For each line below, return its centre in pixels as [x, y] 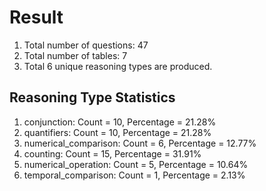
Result [36, 17]
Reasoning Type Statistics [92, 97]
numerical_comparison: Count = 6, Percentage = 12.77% [140, 143]
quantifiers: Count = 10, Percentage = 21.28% [117, 132]
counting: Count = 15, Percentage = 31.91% [112, 153]
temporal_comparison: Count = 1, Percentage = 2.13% [134, 175]
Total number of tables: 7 [75, 55]
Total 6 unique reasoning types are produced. [118, 66]
